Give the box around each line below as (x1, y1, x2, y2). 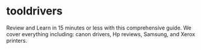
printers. (6, 37, 27, 44)
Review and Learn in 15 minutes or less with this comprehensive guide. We (6, 24, 192, 31)
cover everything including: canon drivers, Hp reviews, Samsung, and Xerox (6, 30, 196, 37)
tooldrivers (6, 4, 63, 18)
